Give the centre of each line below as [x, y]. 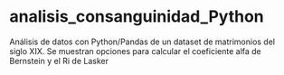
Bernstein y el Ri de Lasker [59, 61]
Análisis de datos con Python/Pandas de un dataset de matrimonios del [142, 42]
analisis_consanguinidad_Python [137, 17]
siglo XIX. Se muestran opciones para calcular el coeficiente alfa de [136, 51]
